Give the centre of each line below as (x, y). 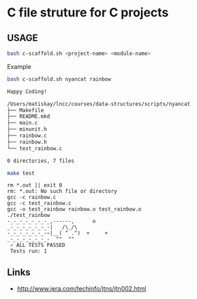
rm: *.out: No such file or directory (62, 192)
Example (19, 66)
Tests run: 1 (29, 251)
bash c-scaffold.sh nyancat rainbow (59, 79)
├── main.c (22, 123)
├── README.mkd (29, 117)
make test (21, 173)
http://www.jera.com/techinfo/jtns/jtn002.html (81, 289)
